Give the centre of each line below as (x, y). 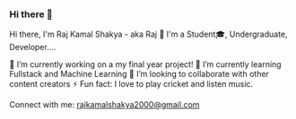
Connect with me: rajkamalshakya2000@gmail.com (104, 105)
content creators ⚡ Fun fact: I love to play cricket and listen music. (131, 84)
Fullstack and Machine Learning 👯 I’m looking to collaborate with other (139, 74)
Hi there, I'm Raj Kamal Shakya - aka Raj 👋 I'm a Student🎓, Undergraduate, (149, 34)
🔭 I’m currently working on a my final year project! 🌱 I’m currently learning (145, 64)
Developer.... (33, 47)
